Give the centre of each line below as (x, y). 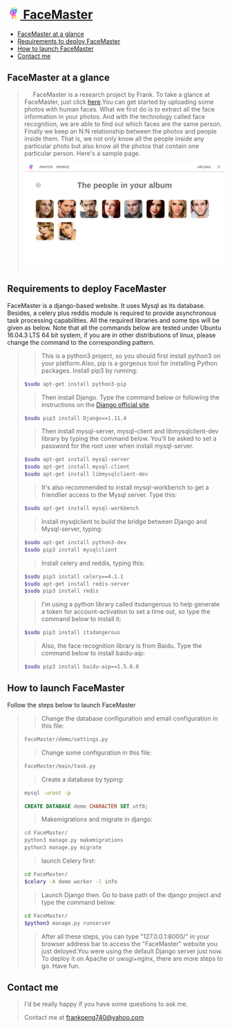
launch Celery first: (68, 861)
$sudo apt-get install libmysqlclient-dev (86, 474)
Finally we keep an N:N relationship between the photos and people (120, 131)
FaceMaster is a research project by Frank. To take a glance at (122, 94)
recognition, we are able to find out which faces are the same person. (123, 124)
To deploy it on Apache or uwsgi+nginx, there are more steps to (132, 958)
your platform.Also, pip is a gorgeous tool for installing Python (129, 363)
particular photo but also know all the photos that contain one (112, 146)
